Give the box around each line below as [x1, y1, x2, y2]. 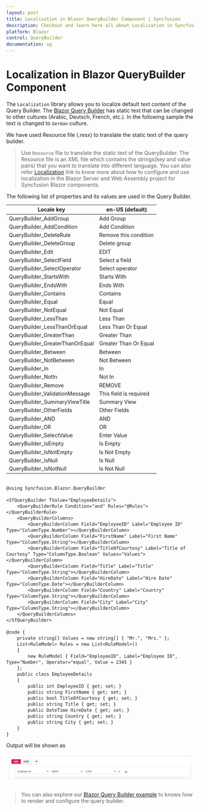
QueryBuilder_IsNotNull [8, 465, 67, 472]
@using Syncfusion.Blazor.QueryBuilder [6, 485, 106, 491]
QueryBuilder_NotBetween [8, 356, 75, 364]
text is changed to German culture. [6, 119, 89, 127]
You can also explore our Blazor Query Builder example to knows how [20, 791, 193, 798]
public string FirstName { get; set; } [28, 689, 127, 695]
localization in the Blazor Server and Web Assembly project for [20, 175, 175, 182]
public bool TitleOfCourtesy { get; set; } [28, 695, 138, 701]
